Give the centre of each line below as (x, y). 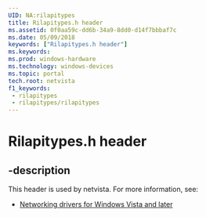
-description (39, 170)
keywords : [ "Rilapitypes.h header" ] (68, 45)
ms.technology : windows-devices (61, 67)
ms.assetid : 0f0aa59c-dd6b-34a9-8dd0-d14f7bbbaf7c (92, 30)
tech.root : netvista (42, 81)
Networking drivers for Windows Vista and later (96, 204)
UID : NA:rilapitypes (42, 15)
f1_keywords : (29, 88)
